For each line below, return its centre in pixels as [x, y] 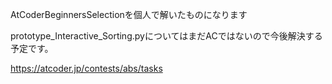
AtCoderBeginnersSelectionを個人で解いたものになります [129, 14]
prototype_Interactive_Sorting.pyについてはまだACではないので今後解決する [166, 36]
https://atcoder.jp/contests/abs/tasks [86, 68]
